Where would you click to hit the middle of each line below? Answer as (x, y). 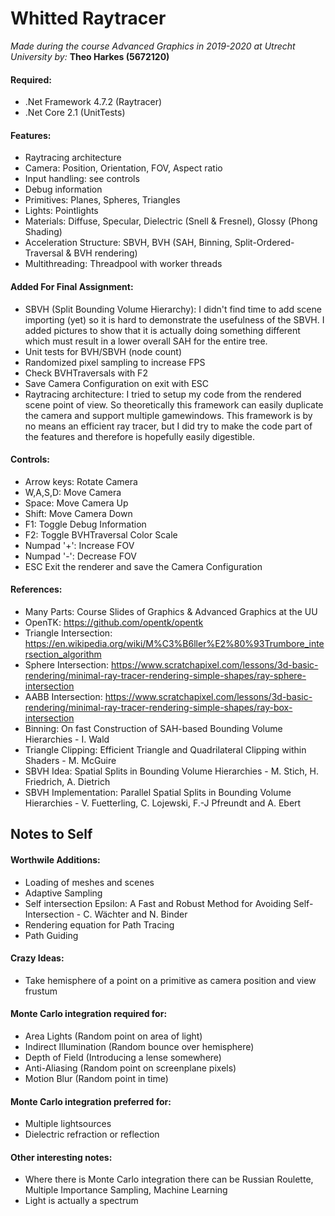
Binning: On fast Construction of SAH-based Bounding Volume (153, 728)
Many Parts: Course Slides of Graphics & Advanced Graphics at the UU (171, 611)
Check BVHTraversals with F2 (86, 373)
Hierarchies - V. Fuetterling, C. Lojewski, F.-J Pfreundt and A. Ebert (163, 803)
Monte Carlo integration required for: (89, 1014)
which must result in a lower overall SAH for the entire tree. (146, 341)
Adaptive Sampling (63, 893)
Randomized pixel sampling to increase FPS (115, 362)
